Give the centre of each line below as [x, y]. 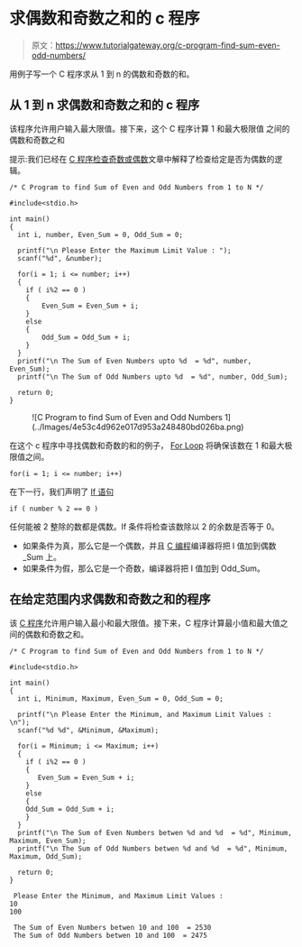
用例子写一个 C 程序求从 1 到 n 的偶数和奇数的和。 [102, 74]
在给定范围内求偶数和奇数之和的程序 [110, 599]
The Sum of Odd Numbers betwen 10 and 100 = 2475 [110, 935]
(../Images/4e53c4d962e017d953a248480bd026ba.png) [138, 427]
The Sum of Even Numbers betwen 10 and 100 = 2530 [112, 927]
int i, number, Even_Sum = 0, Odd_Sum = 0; [100, 234]
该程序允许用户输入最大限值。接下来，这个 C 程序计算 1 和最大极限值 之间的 [150, 128]
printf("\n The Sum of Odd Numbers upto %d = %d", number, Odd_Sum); [153, 377]
